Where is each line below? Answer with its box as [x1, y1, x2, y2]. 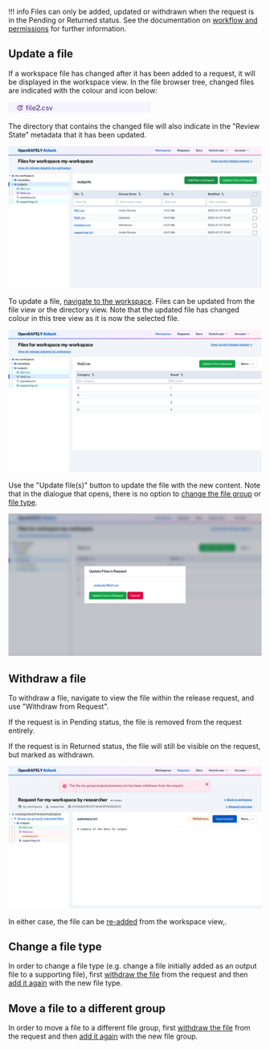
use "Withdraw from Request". [8, 701, 109, 711]
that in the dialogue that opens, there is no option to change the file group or [8, 488, 261, 498]
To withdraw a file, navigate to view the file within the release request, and [8, 693, 255, 703]
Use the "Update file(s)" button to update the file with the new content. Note [8, 480, 261, 490]
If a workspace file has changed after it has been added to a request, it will [8, 68, 256, 78]
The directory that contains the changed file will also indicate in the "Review [8, 121, 260, 131]
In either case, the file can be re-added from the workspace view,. [8, 916, 227, 926]
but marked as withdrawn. [8, 750, 95, 759]
